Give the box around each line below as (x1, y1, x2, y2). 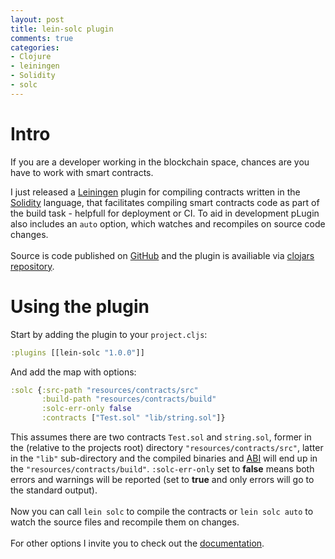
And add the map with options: (10, 366, 137, 378)
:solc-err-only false (41, 404, 132, 414)
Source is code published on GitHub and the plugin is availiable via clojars (10, 249, 315, 261)
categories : (10, 42, 60, 53)
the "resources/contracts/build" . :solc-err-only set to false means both (10, 463, 315, 475)
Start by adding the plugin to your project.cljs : (10, 328, 208, 340)
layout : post (10, 14, 65, 25)
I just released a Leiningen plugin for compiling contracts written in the (10, 186, 301, 198)
